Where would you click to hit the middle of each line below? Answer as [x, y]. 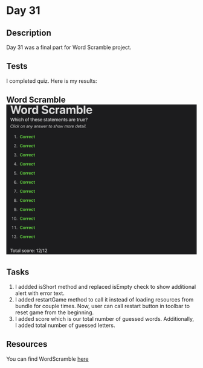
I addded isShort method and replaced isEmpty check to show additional [105, 286]
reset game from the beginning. [54, 312]
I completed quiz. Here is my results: [52, 81]
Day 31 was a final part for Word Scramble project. [69, 47]
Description [29, 33]
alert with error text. [40, 293]
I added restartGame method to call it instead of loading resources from [104, 299]
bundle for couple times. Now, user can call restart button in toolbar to [102, 306]
